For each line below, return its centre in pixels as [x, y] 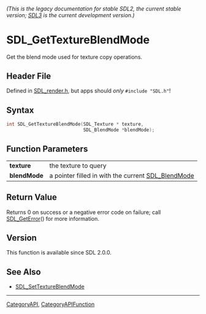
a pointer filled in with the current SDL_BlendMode [122, 175]
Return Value [32, 197]
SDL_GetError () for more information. [53, 218]
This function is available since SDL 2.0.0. [59, 253]
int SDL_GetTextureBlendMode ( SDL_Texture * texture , [75, 124]
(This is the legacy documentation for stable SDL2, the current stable [94, 9]
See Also [24, 272]
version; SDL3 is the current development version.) [71, 15]
